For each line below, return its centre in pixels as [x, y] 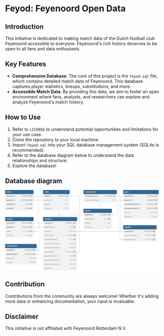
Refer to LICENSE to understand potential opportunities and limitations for [85, 129]
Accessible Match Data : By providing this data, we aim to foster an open [86, 92]
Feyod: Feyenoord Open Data [65, 9]
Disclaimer [22, 316]
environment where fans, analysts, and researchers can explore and [81, 96]
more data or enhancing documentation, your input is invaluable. [70, 301]
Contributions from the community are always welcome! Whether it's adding [82, 296]
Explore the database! [34, 166]
